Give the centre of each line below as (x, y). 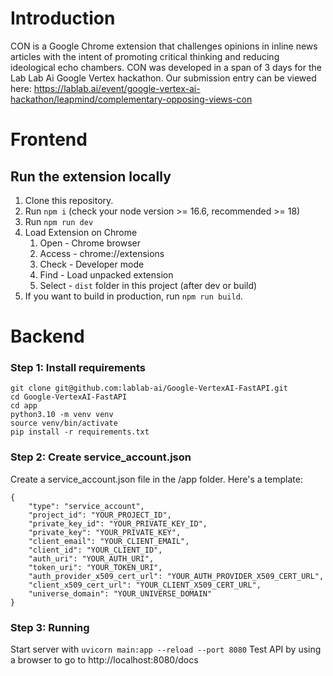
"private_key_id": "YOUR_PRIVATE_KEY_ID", (118, 523)
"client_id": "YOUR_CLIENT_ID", (95, 550)
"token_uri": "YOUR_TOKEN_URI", (95, 567)
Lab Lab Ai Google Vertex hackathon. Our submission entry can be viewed (163, 78)
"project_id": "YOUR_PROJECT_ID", (100, 515)
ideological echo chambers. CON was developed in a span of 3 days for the (166, 67)
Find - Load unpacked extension (106, 274)
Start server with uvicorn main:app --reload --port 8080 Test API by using (166, 649)
